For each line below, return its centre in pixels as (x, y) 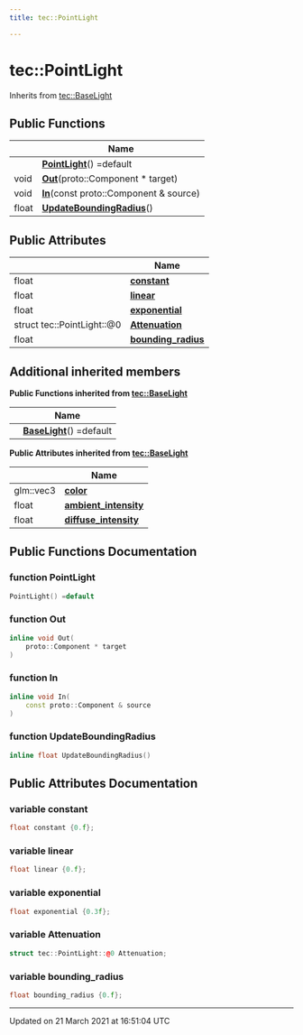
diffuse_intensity (102, 520)
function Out (37, 619)
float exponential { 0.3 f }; (60, 911)
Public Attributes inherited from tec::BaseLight (99, 453)
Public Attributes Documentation (104, 783)
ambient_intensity (104, 505)
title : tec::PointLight (54, 18)
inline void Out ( (42, 638)
